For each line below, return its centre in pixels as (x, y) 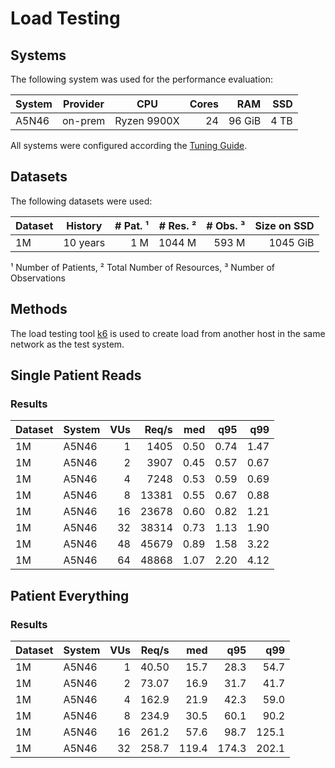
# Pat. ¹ (132, 225)
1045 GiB (291, 242)
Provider (84, 104)
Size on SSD (284, 225)
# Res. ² (177, 225)
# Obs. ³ (226, 225)
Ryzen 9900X (147, 120)
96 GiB (245, 120)
